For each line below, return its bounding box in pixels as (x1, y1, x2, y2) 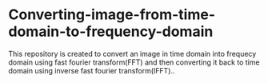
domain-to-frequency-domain (8, 22, 214, 41)
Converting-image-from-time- (8, 6, 216, 24)
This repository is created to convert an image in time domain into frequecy (8, 49, 257, 58)
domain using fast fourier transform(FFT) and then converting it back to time (8, 57, 260, 67)
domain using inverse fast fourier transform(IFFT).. (8, 65, 175, 75)
